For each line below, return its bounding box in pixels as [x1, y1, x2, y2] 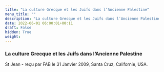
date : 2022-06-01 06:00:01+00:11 [5, 20, 73, 26]
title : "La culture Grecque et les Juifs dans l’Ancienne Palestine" [5, 7, 150, 12]
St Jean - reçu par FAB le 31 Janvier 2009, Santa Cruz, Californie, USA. [5, 61, 148, 67]
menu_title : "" [5, 12, 36, 17]
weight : [5, 35, 21, 39]
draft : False [5, 25, 32, 30]
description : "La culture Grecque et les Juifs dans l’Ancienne [5, 16, 139, 21]
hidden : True [5, 30, 32, 35]
